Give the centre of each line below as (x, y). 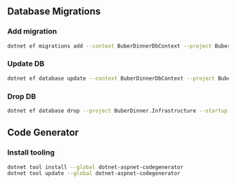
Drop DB (22, 96)
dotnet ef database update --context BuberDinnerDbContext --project (111, 78)
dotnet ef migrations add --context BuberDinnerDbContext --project (110, 46)
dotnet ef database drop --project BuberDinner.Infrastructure (102, 111)
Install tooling (31, 153)
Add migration (32, 31)
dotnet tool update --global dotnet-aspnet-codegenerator (94, 174)
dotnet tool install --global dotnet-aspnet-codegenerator (96, 167)
